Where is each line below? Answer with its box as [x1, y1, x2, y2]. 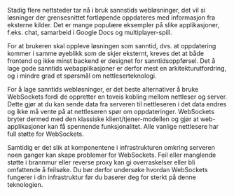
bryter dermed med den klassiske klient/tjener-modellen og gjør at [7, 115, 199, 123]
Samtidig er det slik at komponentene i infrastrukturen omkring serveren [7, 143, 216, 151]
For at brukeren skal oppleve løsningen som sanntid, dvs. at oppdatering [7, 42, 216, 50]
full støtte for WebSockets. [7, 129, 84, 138]
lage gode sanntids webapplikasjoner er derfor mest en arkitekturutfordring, [7, 64, 226, 72]
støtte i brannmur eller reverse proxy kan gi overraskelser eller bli [7, 158, 195, 167]
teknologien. [7, 181, 43, 188]
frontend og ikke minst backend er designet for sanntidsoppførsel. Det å [7, 57, 216, 65]
